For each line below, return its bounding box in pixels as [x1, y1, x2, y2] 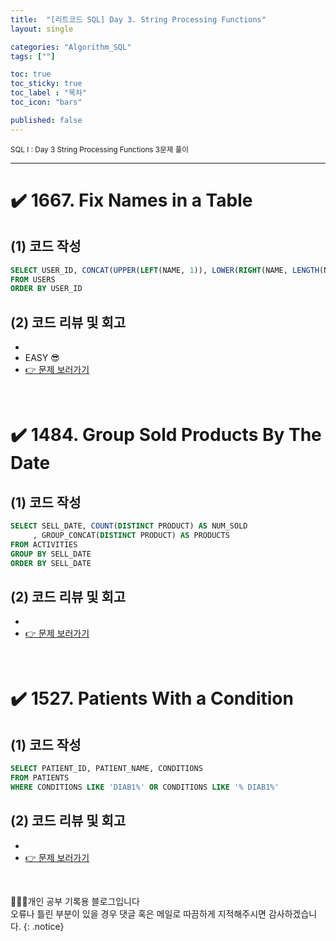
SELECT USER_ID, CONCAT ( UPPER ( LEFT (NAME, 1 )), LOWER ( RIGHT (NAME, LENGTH [10, 265, 320, 275]
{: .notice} [23, 920, 65, 932]
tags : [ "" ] [10, 51, 56, 61]
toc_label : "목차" [10, 88, 88, 98]
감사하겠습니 [268, 907, 318, 920]
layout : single [10, 24, 74, 34]
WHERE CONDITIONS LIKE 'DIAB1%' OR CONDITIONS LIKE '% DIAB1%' [10, 782, 280, 792]
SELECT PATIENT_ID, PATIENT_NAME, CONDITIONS [10, 764, 203, 774]
